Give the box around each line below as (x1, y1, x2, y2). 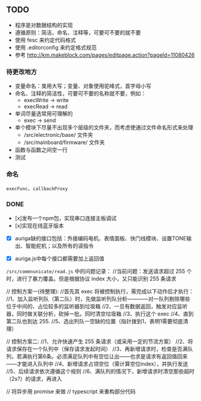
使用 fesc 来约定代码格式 (14, 36, 76, 44)
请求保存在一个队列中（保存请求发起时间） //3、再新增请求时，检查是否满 (6, 345, 188, 352)
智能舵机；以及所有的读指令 (25, 242, 94, 249)
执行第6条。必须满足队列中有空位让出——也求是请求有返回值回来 (26, 353, 188, 360)
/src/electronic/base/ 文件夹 (23, 131, 93, 139)
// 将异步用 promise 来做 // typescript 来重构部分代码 (6, 388, 136, 395)
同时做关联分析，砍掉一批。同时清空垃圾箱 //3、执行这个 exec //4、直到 (16, 310, 194, 317)
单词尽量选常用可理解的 (14, 110, 73, 117)
